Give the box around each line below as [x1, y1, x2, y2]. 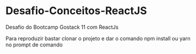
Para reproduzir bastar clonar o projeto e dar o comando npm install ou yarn [5, 35, 191, 42]
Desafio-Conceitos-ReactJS [5, 4, 147, 18]
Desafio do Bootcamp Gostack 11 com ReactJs [5, 23, 119, 31]
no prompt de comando [5, 41, 63, 48]
